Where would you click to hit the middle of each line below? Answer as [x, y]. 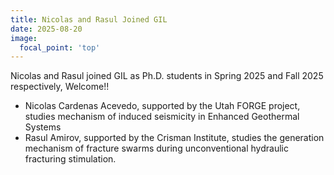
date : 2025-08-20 [46, 29]
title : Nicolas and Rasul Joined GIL [89, 19]
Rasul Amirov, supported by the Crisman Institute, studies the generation [174, 138]
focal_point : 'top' [60, 47]
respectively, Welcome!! [60, 87]
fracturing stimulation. [70, 159]
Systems [43, 127]
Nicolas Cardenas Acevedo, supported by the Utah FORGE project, [162, 106]
